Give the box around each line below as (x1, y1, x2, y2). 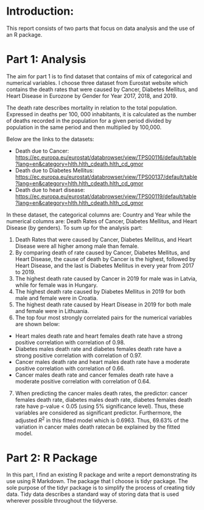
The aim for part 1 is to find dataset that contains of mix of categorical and (6, 72, 192, 80)
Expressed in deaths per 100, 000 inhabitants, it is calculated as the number (6, 110, 197, 117)
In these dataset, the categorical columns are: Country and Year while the (6, 211, 191, 218)
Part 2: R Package (6, 451, 97, 465)
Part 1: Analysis (6, 53, 86, 67)
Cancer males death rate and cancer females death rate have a (15, 371, 174, 379)
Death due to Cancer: (15, 147, 69, 154)
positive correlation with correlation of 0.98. (15, 338, 125, 346)
